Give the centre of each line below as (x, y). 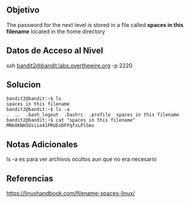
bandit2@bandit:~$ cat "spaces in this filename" (71, 120)
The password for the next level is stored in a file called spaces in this (95, 25)
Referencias (30, 178)
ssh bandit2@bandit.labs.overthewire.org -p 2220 (70, 65)
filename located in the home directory (56, 31)
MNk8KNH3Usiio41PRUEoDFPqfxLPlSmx (51, 126)
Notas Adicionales (42, 144)
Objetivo (23, 10)
